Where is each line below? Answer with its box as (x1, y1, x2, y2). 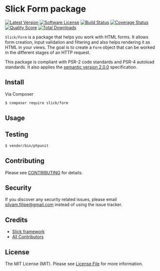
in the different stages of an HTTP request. (5, 50, 91, 55)
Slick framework (12, 229, 45, 235)
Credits (5, 216, 28, 224)
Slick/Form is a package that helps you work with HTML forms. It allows (5, 34, 149, 40)
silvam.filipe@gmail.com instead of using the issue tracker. (5, 202, 123, 207)
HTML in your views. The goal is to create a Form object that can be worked (5, 44, 155, 50)
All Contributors (12, 234, 44, 240)
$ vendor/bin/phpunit (5, 143, 49, 148)
